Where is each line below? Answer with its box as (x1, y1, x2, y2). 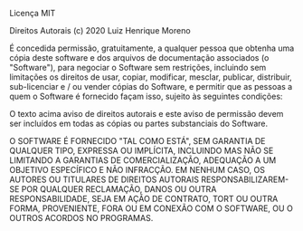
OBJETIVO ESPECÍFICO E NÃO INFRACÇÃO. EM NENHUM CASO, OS (9, 165, 265, 175)
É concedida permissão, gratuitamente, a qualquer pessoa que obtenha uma (9, 43, 295, 53)
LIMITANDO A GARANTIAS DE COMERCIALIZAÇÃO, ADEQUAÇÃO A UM (9, 155, 277, 166)
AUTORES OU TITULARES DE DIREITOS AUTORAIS (9, 174, 199, 185)
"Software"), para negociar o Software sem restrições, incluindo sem (9, 63, 267, 72)
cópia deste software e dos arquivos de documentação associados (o (9, 53, 270, 63)
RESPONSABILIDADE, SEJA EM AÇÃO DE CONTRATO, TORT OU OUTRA (9, 194, 279, 204)
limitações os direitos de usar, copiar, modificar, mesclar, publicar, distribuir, (9, 72, 292, 82)
